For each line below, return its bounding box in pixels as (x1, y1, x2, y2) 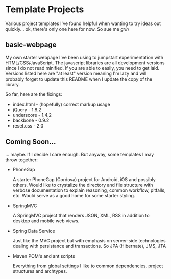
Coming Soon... (5, 138, 56, 146)
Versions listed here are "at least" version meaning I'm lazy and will (5, 70, 147, 77)
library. (5, 81, 20, 87)
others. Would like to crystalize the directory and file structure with (12, 182, 153, 188)
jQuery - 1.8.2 (12, 106, 42, 113)
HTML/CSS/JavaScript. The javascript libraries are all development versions (5, 60, 165, 66)
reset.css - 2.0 (12, 122, 44, 129)
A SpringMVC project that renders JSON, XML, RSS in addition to (12, 212, 150, 218)
